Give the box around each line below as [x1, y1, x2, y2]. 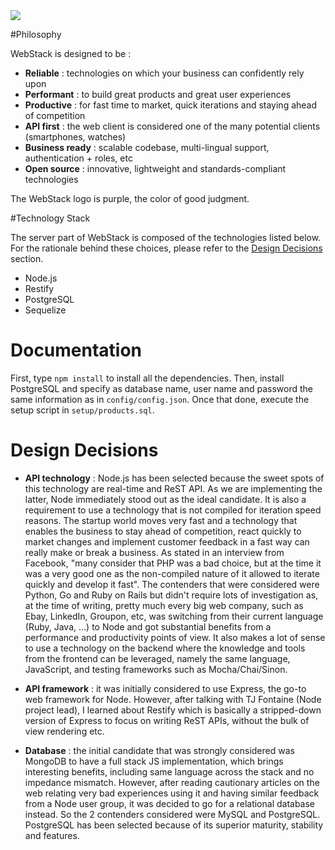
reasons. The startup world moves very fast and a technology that [24, 514, 298, 526]
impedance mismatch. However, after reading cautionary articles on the [24, 776, 320, 788]
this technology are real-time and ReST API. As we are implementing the [24, 482, 323, 494]
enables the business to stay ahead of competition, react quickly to [24, 525, 302, 537]
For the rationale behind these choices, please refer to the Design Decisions [10, 242, 323, 254]
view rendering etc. [24, 725, 105, 737]
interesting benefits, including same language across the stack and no [24, 765, 315, 778]
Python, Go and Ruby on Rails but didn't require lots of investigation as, [24, 589, 319, 601]
